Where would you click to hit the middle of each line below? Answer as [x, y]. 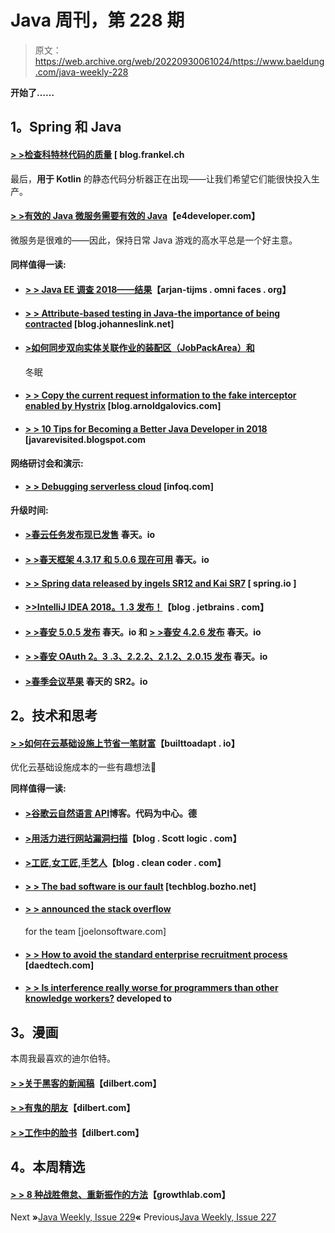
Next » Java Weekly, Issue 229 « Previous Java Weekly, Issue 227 [143, 1217]
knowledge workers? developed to [98, 998]
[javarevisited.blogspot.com [85, 439]
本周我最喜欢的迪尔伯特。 [63, 1058]
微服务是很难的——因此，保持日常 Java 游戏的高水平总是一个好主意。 [154, 240]
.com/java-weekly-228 [81, 72]
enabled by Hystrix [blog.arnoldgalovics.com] [123, 406]
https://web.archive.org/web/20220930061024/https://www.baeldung [179, 61]
